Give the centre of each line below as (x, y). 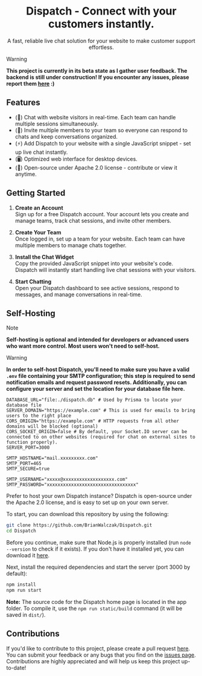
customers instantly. (101, 24)
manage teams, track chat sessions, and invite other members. (93, 220)
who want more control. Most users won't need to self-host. (83, 346)
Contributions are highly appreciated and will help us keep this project (93, 661)
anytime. (26, 174)
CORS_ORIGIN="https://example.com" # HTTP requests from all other (93, 421)
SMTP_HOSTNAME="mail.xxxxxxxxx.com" (52, 459)
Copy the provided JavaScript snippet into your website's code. (94, 263)
